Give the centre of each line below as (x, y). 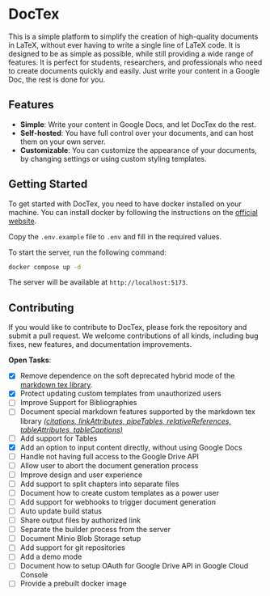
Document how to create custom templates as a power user (120, 492)
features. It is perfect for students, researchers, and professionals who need (135, 62)
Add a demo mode (51, 557)
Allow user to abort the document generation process (109, 465)
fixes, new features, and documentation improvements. (100, 344)
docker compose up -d (45, 267)
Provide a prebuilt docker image (73, 584)
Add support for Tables (59, 438)
